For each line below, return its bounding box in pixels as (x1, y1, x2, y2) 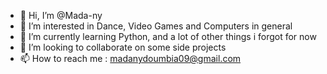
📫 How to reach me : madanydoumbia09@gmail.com (19, 53, 242, 64)
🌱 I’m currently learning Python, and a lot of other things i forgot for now (19, 31, 317, 42)
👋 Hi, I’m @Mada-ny (19, 10, 103, 21)
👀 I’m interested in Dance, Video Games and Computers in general (19, 20, 293, 32)
